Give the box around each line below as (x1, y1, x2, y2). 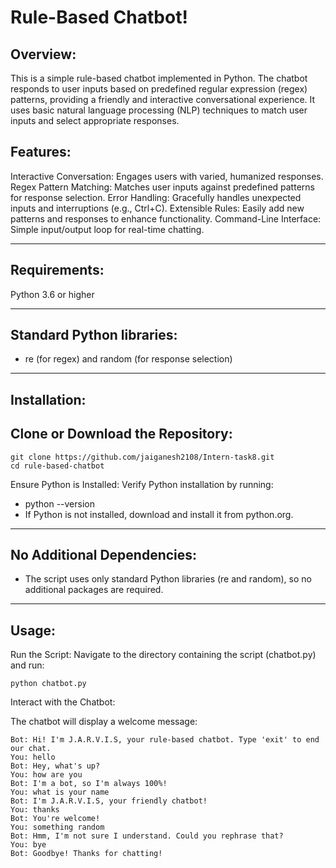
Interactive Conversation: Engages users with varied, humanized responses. (10, 170, 324, 182)
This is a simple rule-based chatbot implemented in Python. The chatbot (10, 72, 308, 84)
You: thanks (10, 805, 60, 815)
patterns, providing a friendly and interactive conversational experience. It (10, 94, 316, 105)
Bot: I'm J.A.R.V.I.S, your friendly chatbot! (10, 796, 208, 806)
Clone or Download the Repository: (10, 426, 233, 443)
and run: (10, 659, 45, 671)
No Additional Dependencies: (10, 547, 198, 564)
